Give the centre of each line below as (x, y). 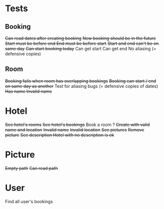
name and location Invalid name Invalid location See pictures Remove (75, 129)
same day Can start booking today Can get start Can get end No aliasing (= (81, 49)
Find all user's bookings (29, 201)
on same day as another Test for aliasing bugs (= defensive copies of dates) (82, 86)
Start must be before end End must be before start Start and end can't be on (82, 43)
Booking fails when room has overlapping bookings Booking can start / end (81, 81)
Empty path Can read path (31, 168)
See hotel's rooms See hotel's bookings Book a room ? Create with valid (78, 125)
